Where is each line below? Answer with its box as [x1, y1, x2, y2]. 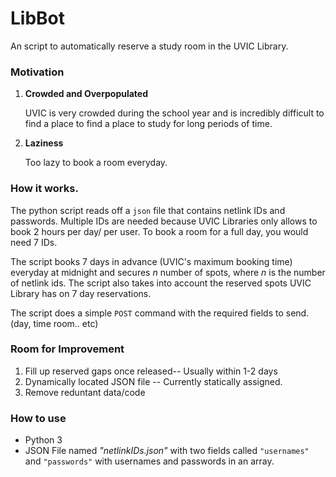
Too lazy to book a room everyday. [24, 157, 168, 169]
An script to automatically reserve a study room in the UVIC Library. [10, 40, 289, 52]
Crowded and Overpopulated [24, 88, 149, 100]
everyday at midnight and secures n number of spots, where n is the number [10, 266, 326, 278]
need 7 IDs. [10, 236, 58, 248]
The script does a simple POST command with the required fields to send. [10, 307, 310, 319]
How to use [10, 411, 67, 425]
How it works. [10, 182, 79, 196]
